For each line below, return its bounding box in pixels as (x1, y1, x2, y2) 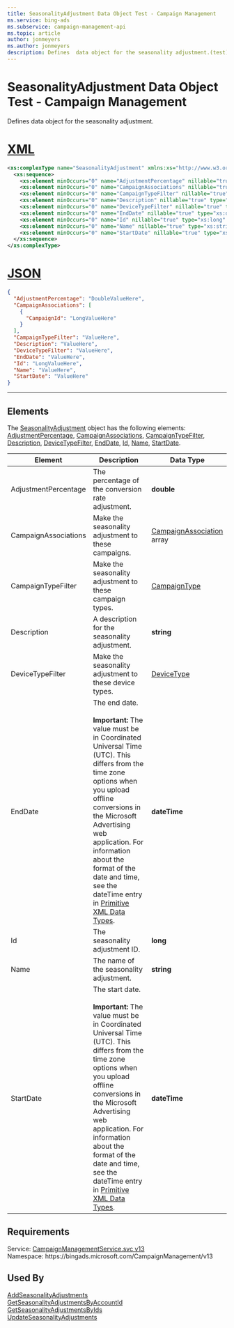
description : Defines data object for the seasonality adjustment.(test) (7, 49, 229, 56)
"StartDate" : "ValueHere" (13, 373, 89, 380)
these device (93, 678, 136, 687)
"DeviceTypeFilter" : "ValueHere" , (13, 346, 114, 354)
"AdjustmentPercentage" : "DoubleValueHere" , (13, 295, 145, 302)
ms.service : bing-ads (7, 17, 70, 24)
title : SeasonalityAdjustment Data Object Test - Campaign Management (7, 10, 217, 17)
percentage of (93, 475, 139, 485)
